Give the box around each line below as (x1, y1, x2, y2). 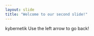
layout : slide (5, 7, 35, 12)
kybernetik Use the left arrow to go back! (5, 25, 90, 31)
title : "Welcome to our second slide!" (5, 12, 88, 17)
